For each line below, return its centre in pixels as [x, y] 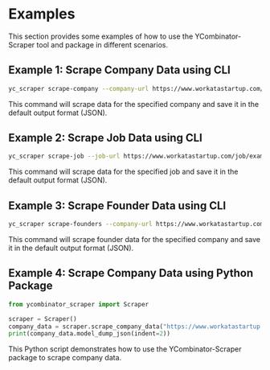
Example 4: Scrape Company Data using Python [131, 273]
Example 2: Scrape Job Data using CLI [105, 138]
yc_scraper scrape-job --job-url [64, 156]
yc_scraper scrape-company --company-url [79, 88]
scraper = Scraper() [43, 319]
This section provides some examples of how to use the [101, 36]
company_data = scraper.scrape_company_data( [86, 327]
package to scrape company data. [65, 358]
